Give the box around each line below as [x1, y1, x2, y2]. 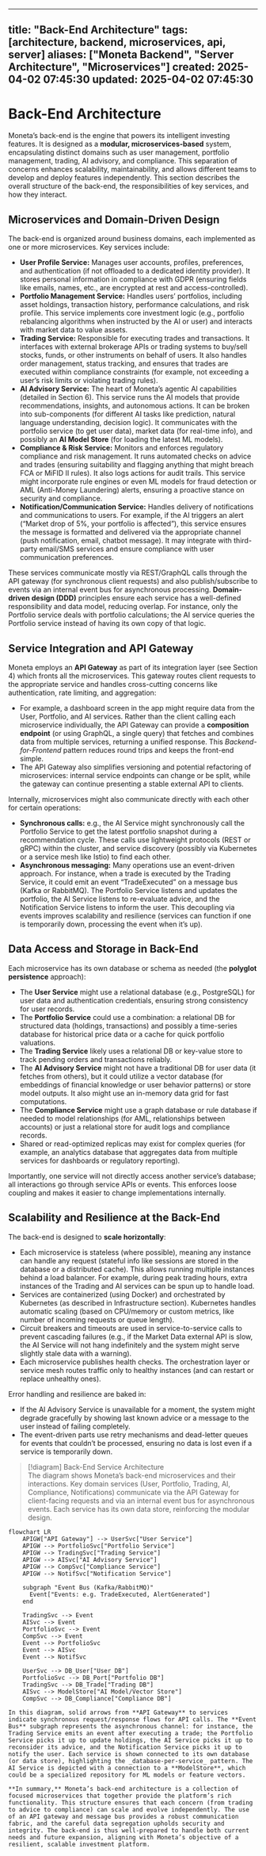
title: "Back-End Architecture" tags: [8, 23, 188, 36]
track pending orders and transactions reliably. [19, 1054, 173, 1064]
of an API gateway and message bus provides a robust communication [8, 1812, 239, 1820]
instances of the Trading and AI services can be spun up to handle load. [19, 1281, 255, 1290]
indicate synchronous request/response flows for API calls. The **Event [8, 1715, 257, 1724]
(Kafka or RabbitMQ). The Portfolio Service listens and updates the [19, 885, 237, 895]
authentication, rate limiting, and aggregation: [8, 688, 157, 697]
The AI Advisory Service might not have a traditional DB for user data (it [19, 1063, 256, 1072]
